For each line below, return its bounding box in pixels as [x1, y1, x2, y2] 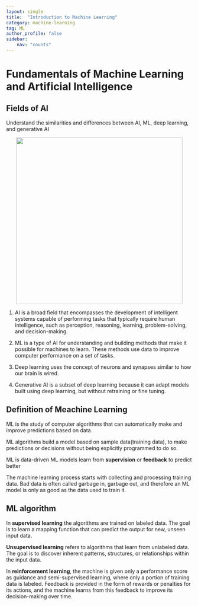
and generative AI [6, 125, 50, 132]
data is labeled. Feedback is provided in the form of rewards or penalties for [6, 580, 191, 587]
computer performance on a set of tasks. [14, 352, 115, 359]
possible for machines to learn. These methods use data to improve [14, 345, 180, 353]
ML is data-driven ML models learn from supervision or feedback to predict [6, 456, 192, 463]
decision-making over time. [6, 592, 73, 599]
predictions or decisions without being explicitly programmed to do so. [6, 444, 178, 451]
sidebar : [6, 36, 28, 42]
